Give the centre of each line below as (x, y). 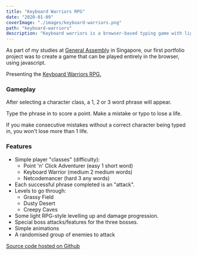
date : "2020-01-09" (30, 17)
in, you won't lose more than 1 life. (47, 131)
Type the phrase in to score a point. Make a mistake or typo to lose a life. (94, 114)
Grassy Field (38, 197)
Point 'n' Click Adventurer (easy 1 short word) (78, 165)
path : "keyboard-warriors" (39, 28)
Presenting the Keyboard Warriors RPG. (54, 74)
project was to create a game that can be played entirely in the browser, (93, 57)
